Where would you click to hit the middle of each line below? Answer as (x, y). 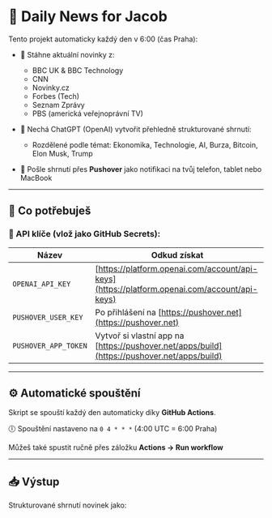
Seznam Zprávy (58, 105)
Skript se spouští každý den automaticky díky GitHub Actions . (112, 413)
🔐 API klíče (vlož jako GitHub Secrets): (84, 234)
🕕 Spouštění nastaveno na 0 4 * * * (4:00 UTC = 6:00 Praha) (113, 429)
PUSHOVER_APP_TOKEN (50, 345)
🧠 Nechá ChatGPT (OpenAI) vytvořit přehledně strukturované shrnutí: (136, 129)
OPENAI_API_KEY (42, 284)
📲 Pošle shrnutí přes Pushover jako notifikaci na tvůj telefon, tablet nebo (141, 169)
